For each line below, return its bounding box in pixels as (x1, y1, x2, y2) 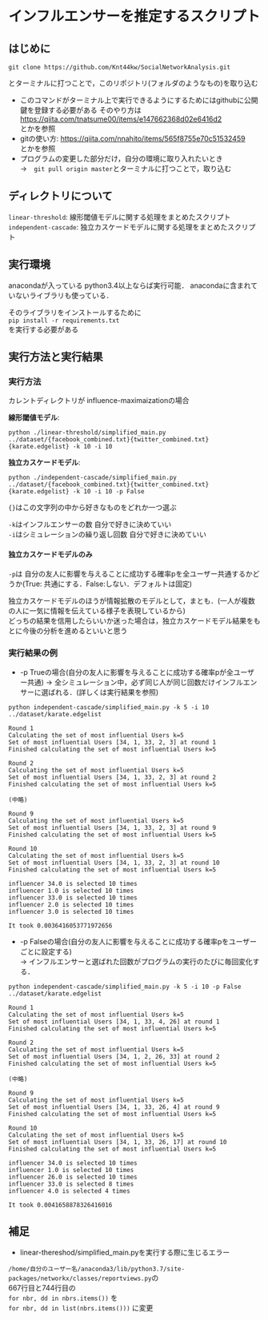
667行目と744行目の (8, 1282, 76, 1292)
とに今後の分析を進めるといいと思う (8, 625, 128, 636)
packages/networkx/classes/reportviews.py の (8, 1273, 159, 1282)
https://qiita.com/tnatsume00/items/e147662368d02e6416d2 (19, 114, 222, 124)
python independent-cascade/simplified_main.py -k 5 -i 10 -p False (8, 983, 242, 991)
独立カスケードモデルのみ (8, 549, 93, 559)
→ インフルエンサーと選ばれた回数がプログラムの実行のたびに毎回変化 (19, 956, 254, 966)
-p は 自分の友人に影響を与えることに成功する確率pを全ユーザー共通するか (8, 568, 254, 578)
